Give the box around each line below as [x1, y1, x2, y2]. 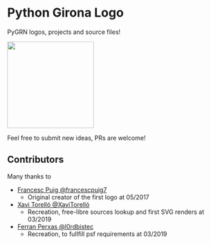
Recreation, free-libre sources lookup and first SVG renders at [27, 208, 205, 216]
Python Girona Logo [7, 5, 125, 21]
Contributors [7, 154, 64, 165]
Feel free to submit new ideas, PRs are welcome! [7, 134, 146, 142]
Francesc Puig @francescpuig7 [17, 185, 107, 194]
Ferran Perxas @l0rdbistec [17, 222, 94, 230]
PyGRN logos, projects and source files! [7, 28, 121, 36]
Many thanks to [7, 172, 52, 181]
